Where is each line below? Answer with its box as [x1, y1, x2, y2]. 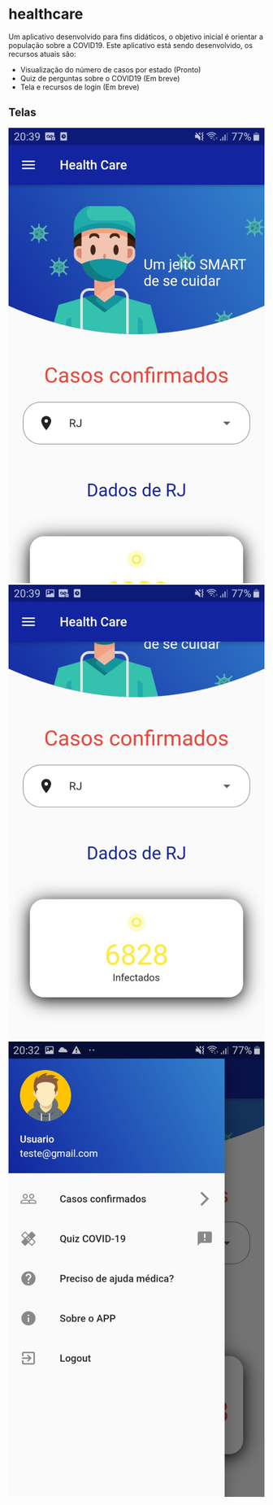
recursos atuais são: [8, 49, 76, 59]
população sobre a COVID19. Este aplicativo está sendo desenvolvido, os [8, 40, 253, 50]
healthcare [8, 5, 84, 24]
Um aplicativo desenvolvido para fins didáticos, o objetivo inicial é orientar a [8, 32, 264, 41]
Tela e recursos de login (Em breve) [19, 82, 140, 92]
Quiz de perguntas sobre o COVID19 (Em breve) [19, 73, 180, 83]
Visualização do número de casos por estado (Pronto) [19, 64, 201, 74]
